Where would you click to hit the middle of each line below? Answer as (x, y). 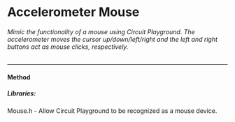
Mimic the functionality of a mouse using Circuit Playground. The (101, 31)
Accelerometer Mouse (73, 12)
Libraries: (22, 93)
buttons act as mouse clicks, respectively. (68, 47)
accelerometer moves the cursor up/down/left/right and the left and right (113, 39)
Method (19, 77)
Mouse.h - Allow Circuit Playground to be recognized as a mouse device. (112, 110)
